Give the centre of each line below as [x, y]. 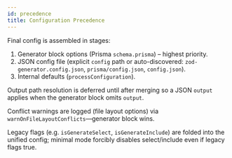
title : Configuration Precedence [56, 20]
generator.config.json [50, 70]
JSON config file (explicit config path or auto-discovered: [100, 61]
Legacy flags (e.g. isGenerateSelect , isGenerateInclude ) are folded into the [116, 132]
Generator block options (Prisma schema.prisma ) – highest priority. [112, 54]
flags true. [22, 147]
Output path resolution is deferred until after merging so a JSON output [110, 90]
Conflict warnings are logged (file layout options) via [83, 111]
